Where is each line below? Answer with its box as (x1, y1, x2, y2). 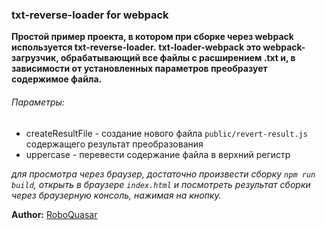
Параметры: (11, 96, 65, 108)
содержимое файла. (11, 73, 103, 85)
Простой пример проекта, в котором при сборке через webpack (11, 31, 294, 43)
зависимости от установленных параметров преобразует (11, 63, 268, 75)
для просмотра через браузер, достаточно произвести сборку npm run (11, 168, 316, 180)
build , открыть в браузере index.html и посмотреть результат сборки (11, 178, 311, 190)
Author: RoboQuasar (11, 208, 98, 220)
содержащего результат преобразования (25, 138, 204, 150)
